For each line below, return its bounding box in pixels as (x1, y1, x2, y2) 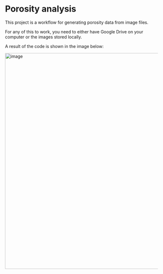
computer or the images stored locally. (5, 34, 82, 40)
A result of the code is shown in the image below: (5, 43, 104, 49)
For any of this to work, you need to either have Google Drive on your (5, 29, 144, 34)
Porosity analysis (5, 3, 77, 15)
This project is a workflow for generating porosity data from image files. (5, 19, 149, 25)
